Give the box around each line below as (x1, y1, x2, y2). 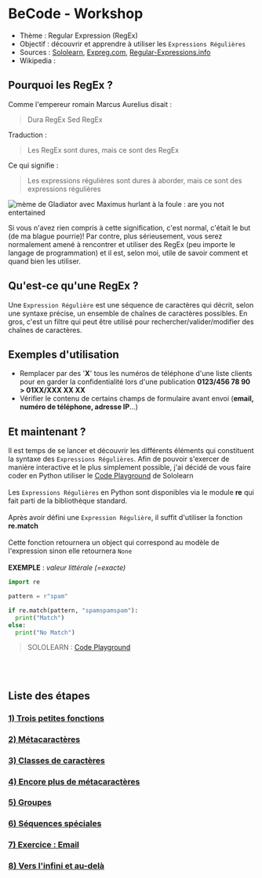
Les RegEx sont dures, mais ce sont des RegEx (27, 145, 179, 154)
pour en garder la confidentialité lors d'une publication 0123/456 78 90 (19, 377, 251, 386)
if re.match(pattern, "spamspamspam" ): (8, 607, 139, 614)
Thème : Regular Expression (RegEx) (19, 31, 139, 40)
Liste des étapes (8, 689, 90, 703)
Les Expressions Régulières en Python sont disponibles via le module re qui (8, 488, 255, 497)
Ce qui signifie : (8, 160, 59, 170)
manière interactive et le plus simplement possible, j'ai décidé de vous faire (8, 463, 251, 472)
